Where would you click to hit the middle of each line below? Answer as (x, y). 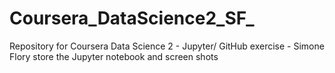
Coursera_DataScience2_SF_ (132, 18)
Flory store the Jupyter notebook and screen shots (114, 56)
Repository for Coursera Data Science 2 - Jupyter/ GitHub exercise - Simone (167, 46)
